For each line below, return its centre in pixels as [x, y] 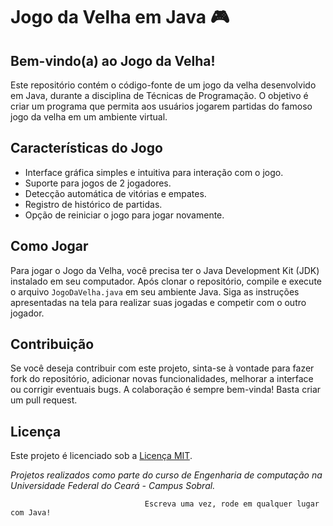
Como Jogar [49, 246]
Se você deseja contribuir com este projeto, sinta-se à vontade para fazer [162, 368]
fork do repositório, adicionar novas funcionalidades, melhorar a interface [162, 379]
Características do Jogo [86, 148]
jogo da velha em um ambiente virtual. [89, 117]
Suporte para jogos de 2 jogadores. [98, 183]
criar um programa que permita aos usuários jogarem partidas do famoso [161, 106]
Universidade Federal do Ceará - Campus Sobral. [113, 486]
